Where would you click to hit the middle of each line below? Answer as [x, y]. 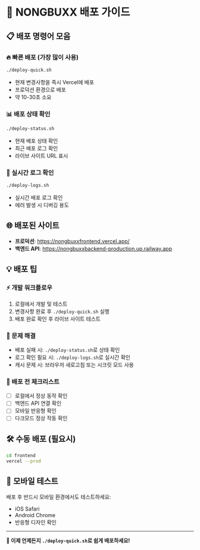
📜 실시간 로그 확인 [30, 173]
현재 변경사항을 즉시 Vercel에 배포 [54, 82]
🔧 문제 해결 [21, 336]
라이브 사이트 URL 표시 [41, 155]
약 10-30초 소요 [33, 97]
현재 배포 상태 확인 [36, 140]
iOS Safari [27, 509]
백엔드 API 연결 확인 [38, 403]
